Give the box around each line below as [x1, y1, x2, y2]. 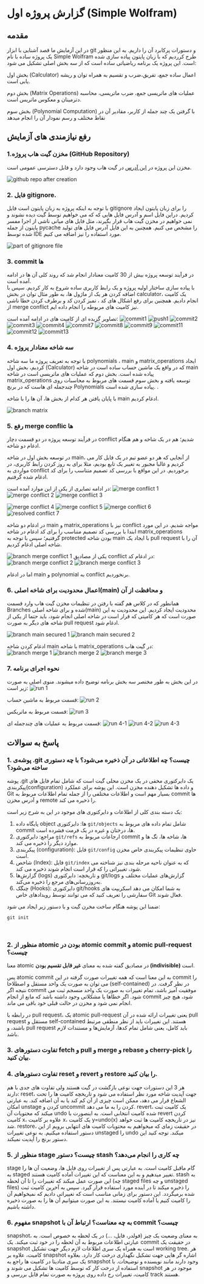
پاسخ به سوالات [7, 737, 59, 748]
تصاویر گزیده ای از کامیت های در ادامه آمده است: [7, 315, 119, 322]
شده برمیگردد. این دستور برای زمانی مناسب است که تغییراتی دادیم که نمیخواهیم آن [7, 1190, 195, 1197]
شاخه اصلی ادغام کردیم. [7, 540, 63, 548]
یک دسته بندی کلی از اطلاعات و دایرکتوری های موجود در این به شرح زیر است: [7, 809, 183, 816]
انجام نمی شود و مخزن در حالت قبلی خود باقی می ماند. [7, 999, 132, 1007]
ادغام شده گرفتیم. [7, 473, 48, 480]
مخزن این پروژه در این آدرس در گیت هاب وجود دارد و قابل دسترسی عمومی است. [7, 164, 192, 171]
